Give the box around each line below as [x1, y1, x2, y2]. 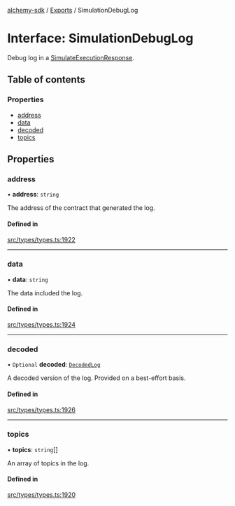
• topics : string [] [7, 445, 58, 454]
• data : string [7, 275, 49, 283]
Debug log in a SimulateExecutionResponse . [7, 53, 135, 62]
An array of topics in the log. [7, 458, 90, 468]
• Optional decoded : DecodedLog [7, 360, 101, 369]
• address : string [7, 190, 59, 199]
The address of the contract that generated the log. [7, 204, 155, 212]
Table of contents [7, 73, 85, 86]
